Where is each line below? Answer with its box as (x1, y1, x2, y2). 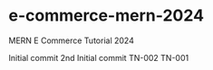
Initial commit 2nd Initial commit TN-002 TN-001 (8, 52, 189, 63)
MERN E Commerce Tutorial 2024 (8, 35, 135, 46)
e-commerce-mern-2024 (8, 5, 205, 26)
